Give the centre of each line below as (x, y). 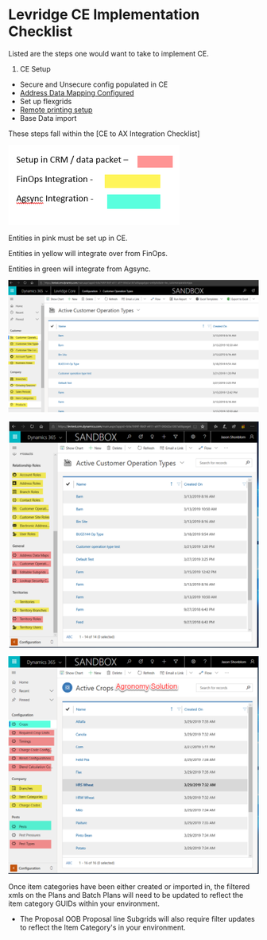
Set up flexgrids (46, 101)
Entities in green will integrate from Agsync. (79, 269)
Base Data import (48, 118)
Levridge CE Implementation (104, 15)
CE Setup (35, 68)
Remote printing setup (56, 110)
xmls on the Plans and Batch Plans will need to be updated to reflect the (126, 895)
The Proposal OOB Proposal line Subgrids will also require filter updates (137, 919)
